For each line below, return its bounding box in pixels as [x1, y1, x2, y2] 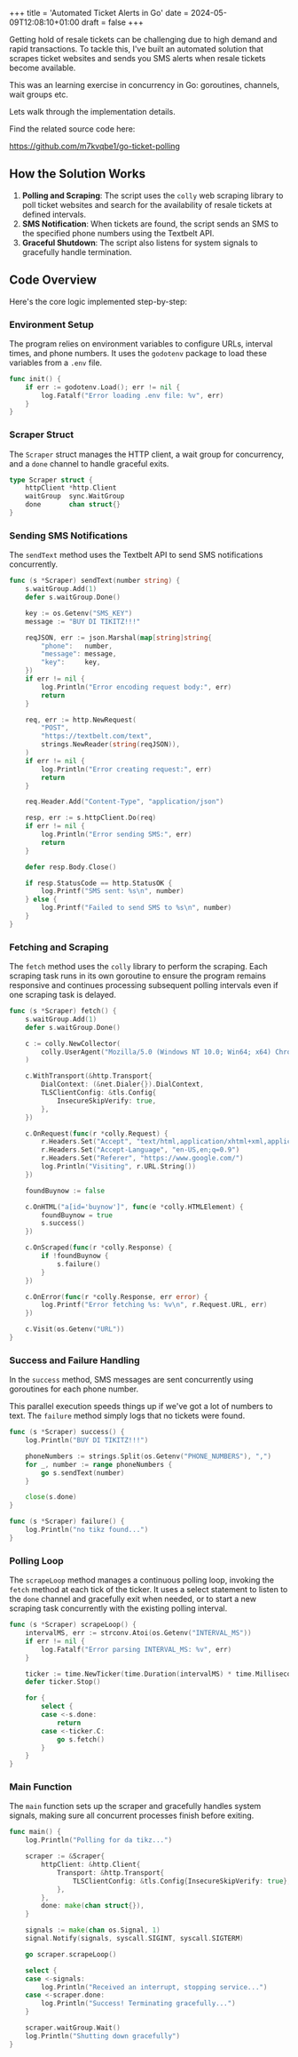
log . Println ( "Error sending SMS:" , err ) [41, 830, 192, 839]
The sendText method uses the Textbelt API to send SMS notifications [9, 550, 263, 561]
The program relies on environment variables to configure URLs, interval [9, 338, 273, 349]
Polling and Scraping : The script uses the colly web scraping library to [21, 190, 284, 201]
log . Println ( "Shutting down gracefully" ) [25, 2031, 180, 2040]
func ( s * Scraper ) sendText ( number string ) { [9, 577, 180, 586]
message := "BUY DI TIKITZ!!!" [25, 617, 141, 626]
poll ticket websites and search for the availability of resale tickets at [21, 199, 272, 210]
